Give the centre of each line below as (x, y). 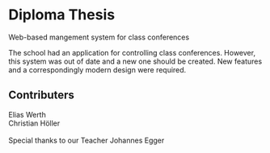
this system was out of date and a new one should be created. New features (135, 61)
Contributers (42, 95)
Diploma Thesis (62, 15)
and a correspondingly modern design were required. (97, 69)
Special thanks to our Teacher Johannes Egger (86, 140)
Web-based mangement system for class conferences (99, 37)
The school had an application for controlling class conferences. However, (132, 52)
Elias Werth (27, 114)
